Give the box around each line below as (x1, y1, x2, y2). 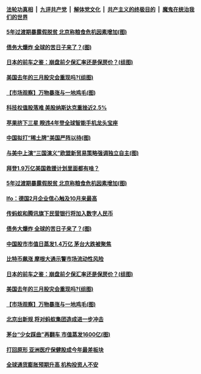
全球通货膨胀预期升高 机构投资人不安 (6, 361, 99, 369)
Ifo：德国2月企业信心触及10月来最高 (6, 194, 97, 202)
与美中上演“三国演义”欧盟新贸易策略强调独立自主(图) (6, 149, 139, 156)
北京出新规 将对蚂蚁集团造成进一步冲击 (6, 315, 104, 323)
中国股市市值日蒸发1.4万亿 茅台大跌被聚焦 (6, 240, 111, 248)
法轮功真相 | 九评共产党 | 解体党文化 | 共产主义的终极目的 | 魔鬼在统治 (6, 5, 189, 13)
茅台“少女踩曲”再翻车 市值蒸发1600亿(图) (6, 331, 111, 339)
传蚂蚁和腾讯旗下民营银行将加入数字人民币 (6, 210, 113, 217)
